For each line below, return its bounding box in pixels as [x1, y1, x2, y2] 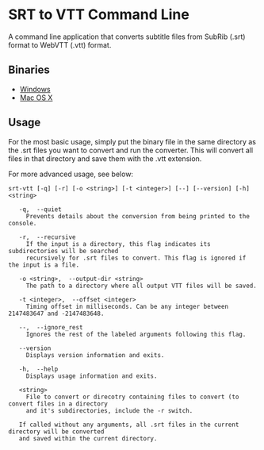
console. [8, 219, 37, 227]
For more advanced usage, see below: [8, 169, 133, 179]
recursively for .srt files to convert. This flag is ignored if [25, 254, 247, 262]
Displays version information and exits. [25, 351, 165, 359]
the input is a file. [8, 260, 80, 269]
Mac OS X [19, 93, 53, 102]
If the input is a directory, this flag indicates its [25, 240, 212, 248]
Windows [19, 84, 51, 94]
